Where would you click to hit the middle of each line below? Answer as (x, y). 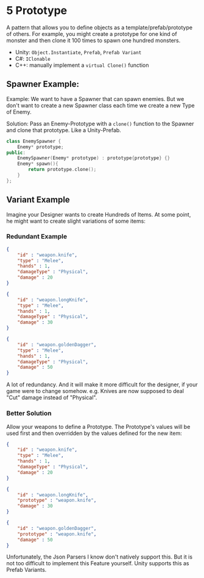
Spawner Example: (43, 84)
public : (16, 153)
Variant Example (38, 200)
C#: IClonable (33, 58)
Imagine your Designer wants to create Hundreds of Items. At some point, (99, 214)
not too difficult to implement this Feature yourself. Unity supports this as (98, 563)
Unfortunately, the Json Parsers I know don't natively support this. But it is (100, 557)
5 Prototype (37, 11)
